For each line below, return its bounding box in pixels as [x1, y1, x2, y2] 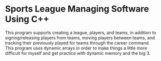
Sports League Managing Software [5, 3, 149, 15]
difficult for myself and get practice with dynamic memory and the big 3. [5, 50, 151, 56]
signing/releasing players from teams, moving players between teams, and [5, 35, 155, 41]
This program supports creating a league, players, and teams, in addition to [5, 30, 157, 35]
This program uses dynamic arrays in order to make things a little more [5, 45, 147, 51]
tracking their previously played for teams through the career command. [5, 40, 150, 46]
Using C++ [5, 14, 50, 25]
